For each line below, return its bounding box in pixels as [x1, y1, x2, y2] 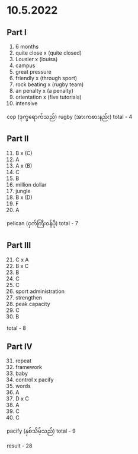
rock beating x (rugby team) [15, 81, 84, 88]
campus [15, 62, 36, 69]
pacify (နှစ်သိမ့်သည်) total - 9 [7, 427, 76, 434]
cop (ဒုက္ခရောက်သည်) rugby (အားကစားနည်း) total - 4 [7, 113, 133, 120]
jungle [15, 187, 31, 194]
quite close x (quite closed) [15, 49, 82, 56]
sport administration [15, 288, 65, 295]
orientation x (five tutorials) [15, 93, 82, 100]
